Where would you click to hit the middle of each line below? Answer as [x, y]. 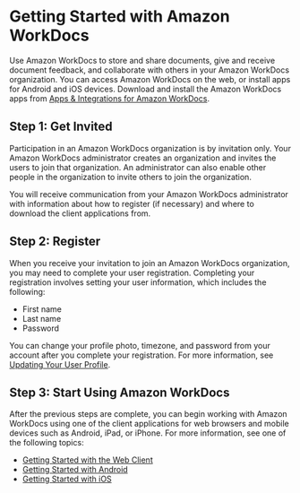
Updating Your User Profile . [60, 364]
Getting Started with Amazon [120, 17]
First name [42, 309]
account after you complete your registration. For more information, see [141, 355]
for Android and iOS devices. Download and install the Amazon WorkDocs [146, 89]
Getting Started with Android [75, 470]
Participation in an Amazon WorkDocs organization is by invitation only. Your [150, 148]
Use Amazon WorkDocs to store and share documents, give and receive [142, 60]
